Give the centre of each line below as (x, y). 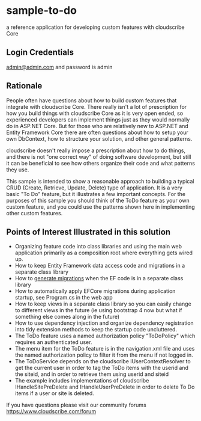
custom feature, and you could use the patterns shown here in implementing (100, 207)
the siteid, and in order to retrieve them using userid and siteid (92, 374)
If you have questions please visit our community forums (76, 405)
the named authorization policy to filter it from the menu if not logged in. (104, 355)
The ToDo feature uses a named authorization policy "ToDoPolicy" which (105, 336)
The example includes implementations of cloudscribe (82, 381)
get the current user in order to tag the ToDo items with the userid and (102, 368)
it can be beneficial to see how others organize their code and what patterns (100, 163)
